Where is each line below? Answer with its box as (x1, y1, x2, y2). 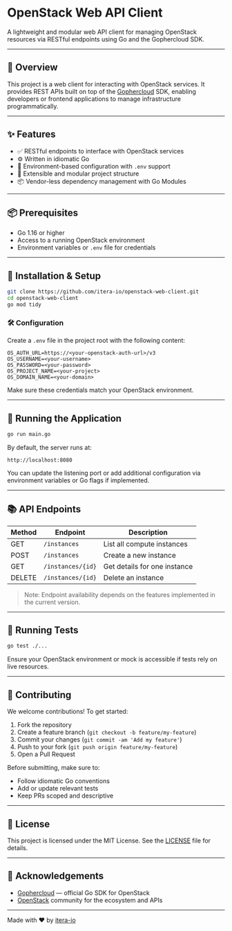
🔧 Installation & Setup (7, 270, 101, 281)
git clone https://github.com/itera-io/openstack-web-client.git (7, 288, 199, 295)
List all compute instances (103, 539, 188, 549)
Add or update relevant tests (17, 784, 99, 793)
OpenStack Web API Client (7, 5, 164, 21)
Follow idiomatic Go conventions (17, 777, 110, 785)
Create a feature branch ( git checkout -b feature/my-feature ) (17, 728, 197, 737)
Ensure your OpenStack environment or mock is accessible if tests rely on (7, 655, 217, 664)
